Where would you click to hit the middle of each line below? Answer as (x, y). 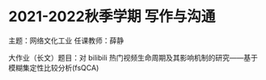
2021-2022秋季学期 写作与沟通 (112, 17)
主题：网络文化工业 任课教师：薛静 (66, 40)
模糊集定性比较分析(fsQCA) (54, 67)
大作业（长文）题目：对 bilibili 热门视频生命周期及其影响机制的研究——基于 (133, 57)
